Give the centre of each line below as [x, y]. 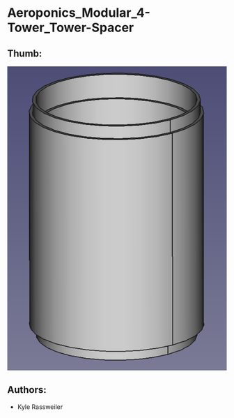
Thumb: [25, 53]
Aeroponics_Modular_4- [79, 13]
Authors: [27, 390]
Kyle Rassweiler [40, 407]
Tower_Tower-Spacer [71, 28]
